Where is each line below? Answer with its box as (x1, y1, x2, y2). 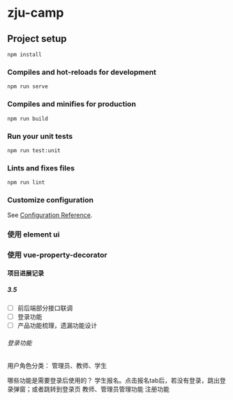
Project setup (7, 33, 68, 45)
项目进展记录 (7, 269, 44, 277)
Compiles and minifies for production (7, 99, 136, 109)
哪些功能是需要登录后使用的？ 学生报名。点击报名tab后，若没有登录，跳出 (7, 376, 220, 385)
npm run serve (7, 83, 49, 90)
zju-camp (7, 5, 64, 21)
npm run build (7, 115, 49, 122)
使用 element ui (7, 230, 60, 239)
